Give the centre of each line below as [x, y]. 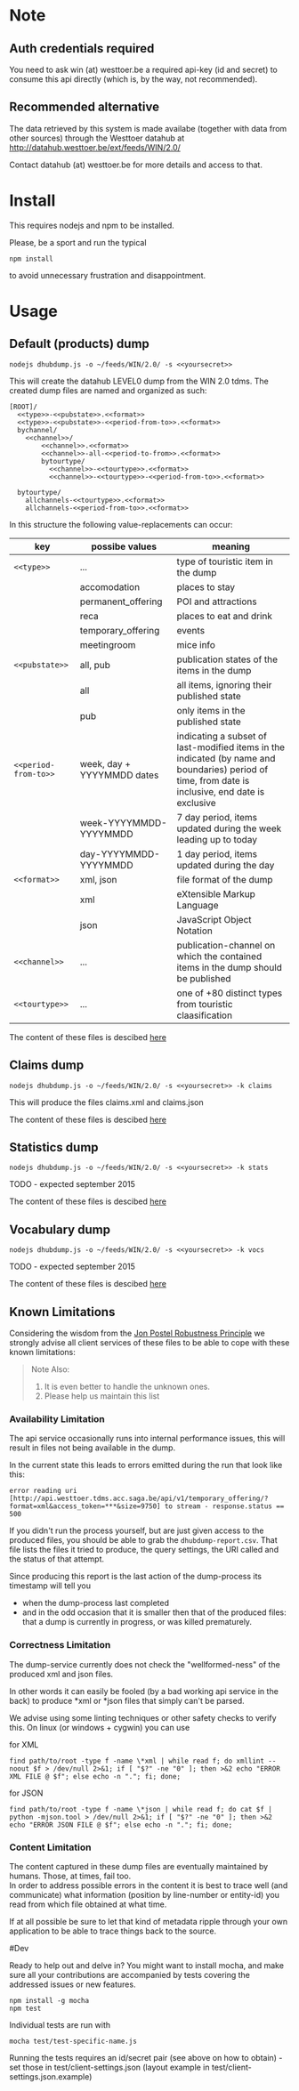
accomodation [110, 586]
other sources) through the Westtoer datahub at [97, 138]
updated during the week [229, 828]
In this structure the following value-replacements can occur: [121, 524]
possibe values [124, 546]
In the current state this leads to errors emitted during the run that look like [146, 1465]
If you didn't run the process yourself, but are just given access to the [137, 1530]
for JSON [26, 1793]
